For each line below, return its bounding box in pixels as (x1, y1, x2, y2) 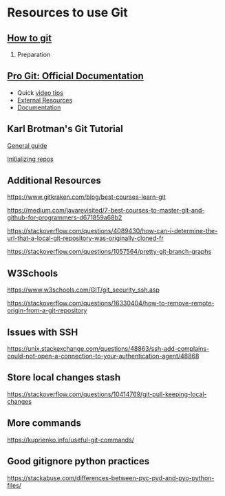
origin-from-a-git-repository (7, 306, 87, 314)
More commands (7, 418, 81, 429)
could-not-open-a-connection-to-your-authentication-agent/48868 (7, 352, 200, 360)
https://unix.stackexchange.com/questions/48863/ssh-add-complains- (7, 345, 210, 353)
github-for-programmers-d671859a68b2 (7, 213, 122, 222)
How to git (7, 32, 52, 44)
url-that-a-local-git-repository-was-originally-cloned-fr (7, 234, 164, 242)
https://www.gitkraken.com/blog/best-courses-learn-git (7, 193, 167, 201)
